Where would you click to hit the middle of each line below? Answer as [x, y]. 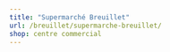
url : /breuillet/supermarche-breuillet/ [86, 26]
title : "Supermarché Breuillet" [69, 17]
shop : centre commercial [55, 33]
